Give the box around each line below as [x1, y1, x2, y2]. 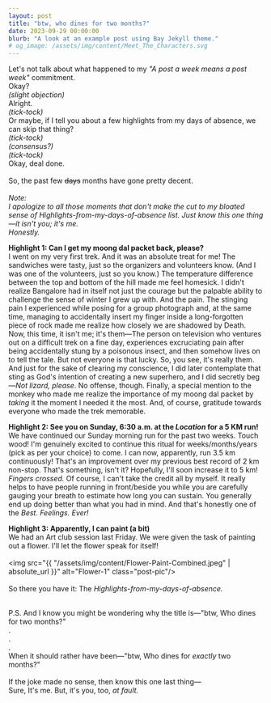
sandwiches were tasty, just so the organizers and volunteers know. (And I [8, 260, 256, 270]
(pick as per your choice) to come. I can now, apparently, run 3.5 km [8, 448, 236, 458]
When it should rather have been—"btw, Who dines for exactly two [8, 651, 231, 661]
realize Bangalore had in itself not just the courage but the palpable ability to [8, 286, 263, 296]
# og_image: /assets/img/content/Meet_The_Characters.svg [8, 42, 208, 50]
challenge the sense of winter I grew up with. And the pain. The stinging [8, 294, 248, 304]
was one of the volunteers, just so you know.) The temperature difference [8, 269, 253, 279]
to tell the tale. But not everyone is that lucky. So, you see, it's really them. [8, 355, 255, 365]
